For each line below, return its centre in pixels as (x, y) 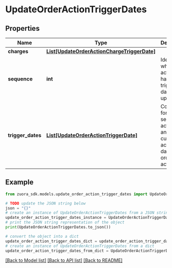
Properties (23, 28)
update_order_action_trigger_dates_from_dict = (57, 251)
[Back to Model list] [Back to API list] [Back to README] (64, 260)
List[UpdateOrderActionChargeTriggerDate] (101, 51)
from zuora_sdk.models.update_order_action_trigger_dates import (76, 194)
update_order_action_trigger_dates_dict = (51, 241)
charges (18, 51)
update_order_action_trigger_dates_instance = (56, 218)
